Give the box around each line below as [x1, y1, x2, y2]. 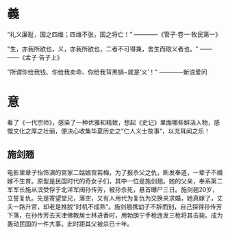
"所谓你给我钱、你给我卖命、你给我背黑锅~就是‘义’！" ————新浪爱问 [7, 68, 207, 76]
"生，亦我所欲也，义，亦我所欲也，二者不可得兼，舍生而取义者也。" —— [7, 44, 212, 53]
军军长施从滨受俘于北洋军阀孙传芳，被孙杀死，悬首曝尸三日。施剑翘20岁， [7, 185, 219, 194]
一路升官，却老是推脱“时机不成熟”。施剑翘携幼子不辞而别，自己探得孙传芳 [12, 203, 222, 211]
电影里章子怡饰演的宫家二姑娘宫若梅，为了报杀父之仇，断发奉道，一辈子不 [7, 168, 217, 177]
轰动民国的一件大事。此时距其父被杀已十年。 [7, 220, 133, 228]
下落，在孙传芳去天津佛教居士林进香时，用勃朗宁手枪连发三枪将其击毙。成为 [7, 211, 223, 219]
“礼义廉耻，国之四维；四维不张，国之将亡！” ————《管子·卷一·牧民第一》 [7, 30, 222, 38]
